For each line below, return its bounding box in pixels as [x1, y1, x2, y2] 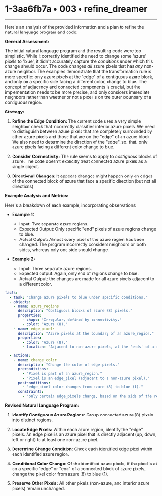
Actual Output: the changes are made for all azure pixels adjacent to [19, 275, 155, 282]
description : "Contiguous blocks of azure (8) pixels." [17, 308, 133, 313]
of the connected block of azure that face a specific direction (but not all [12, 178, 156, 184]
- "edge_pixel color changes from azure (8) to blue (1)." [22, 384, 144, 390]
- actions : [9, 353, 31, 358]
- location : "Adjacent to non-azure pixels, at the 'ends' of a [22, 344, 154, 350]
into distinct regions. [12, 417, 53, 423]
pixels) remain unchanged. [12, 486, 65, 492]
